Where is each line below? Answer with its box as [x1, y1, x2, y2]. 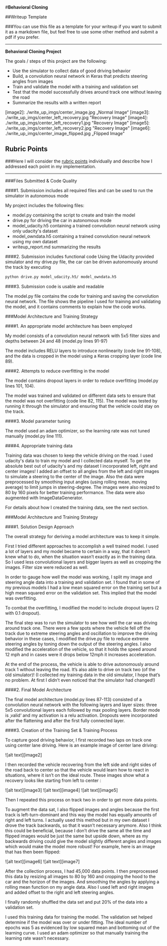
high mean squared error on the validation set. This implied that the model [5, 589, 157, 595]
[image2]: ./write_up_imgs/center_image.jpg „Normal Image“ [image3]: [5, 109, 150, 115]
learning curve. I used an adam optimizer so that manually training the [5, 930, 148, 936]
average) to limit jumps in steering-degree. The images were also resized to [5, 484, 160, 490]
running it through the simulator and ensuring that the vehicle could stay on [5, 403, 160, 409]
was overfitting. [5, 595, 37, 601]
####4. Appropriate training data [5, 442, 73, 448]
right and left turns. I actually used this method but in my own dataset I [5, 817, 150, 823]
